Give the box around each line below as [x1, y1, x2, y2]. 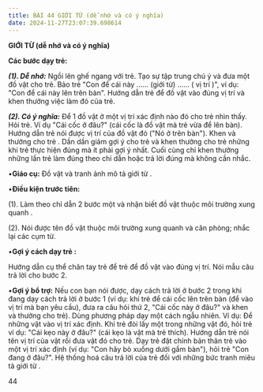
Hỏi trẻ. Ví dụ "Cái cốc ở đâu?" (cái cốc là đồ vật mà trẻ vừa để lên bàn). [8, 120, 242, 129]
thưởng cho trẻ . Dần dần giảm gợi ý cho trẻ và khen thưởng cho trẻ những [8, 136, 250, 146]
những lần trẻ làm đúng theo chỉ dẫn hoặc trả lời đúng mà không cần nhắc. [8, 153, 251, 162]
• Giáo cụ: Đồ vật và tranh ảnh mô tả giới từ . [8, 169, 152, 178]
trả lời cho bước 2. [8, 270, 67, 280]
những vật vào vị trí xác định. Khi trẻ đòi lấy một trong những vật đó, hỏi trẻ [8, 319, 253, 328]
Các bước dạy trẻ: [8, 56, 68, 65]
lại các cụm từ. [8, 231, 57, 241]
